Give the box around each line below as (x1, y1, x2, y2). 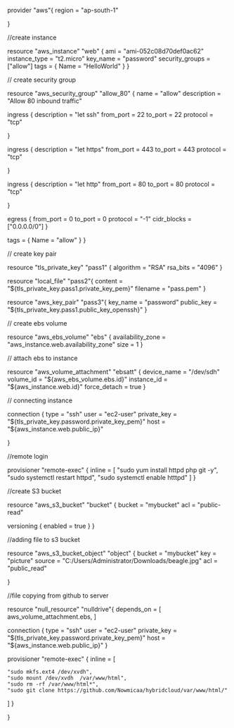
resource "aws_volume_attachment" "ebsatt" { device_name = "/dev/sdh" (7, 368, 220, 376)
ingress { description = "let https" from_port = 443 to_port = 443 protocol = (7, 145, 227, 154)
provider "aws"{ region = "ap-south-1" (7, 6, 119, 14)
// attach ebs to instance (7, 354, 79, 362)
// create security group (7, 75, 76, 84)
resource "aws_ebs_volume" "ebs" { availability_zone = (7, 333, 167, 341)
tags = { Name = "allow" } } (7, 236, 86, 244)
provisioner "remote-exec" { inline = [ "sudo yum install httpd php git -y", (7, 466, 219, 474)
